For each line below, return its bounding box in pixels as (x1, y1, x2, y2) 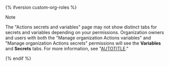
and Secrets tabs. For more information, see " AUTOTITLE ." (5, 46, 129, 51)
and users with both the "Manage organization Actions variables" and (5, 35, 151, 41)
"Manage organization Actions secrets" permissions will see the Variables (5, 40, 161, 46)
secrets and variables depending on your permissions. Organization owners (5, 29, 164, 35)
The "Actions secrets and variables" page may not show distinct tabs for (5, 24, 157, 30)
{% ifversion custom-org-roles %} (5, 5, 77, 10)
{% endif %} (5, 55, 32, 61)
